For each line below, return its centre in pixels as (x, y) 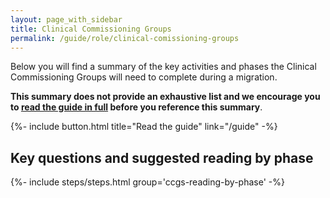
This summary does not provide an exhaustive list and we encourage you (165, 97)
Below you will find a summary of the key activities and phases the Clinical (163, 67)
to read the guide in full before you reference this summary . (136, 107)
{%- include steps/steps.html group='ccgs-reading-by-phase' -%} (147, 182)
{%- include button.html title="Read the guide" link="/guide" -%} (144, 127)
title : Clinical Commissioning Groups (91, 29)
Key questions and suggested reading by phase (162, 157)
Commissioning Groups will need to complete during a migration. (144, 77)
